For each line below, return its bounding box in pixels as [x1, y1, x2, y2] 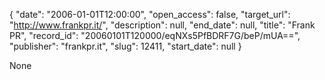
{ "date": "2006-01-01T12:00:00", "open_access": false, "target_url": [9, 9, 291, 20]
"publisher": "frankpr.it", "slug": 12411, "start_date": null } [9, 40, 242, 52]
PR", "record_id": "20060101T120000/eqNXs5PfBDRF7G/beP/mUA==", [9, 30, 301, 41]
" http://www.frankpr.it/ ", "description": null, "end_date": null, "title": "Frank [9, 19, 316, 31]
